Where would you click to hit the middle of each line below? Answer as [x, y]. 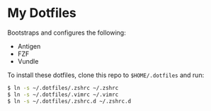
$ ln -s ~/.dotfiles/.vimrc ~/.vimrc [63, 94]
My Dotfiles [42, 13]
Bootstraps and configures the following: [67, 33]
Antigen [29, 46]
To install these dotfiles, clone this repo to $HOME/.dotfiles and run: [106, 75]
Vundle [28, 61]
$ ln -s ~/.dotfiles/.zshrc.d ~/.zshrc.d [69, 101]
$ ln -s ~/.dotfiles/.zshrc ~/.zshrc [63, 88]
